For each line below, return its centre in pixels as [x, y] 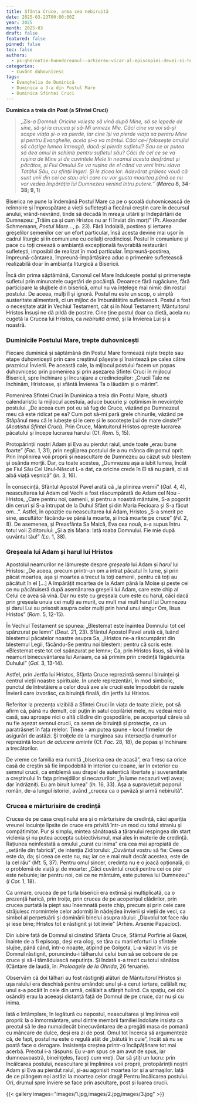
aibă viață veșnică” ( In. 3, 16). [42, 475]
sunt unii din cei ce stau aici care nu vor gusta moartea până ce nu [102, 177]
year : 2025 [19, 22]
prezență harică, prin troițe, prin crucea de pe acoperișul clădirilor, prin [91, 899]
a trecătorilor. [22, 748]
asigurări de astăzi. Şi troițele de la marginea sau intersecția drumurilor [91, 736]
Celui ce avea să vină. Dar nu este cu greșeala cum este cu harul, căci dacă [97, 596]
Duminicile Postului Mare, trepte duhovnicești [72, 340]
